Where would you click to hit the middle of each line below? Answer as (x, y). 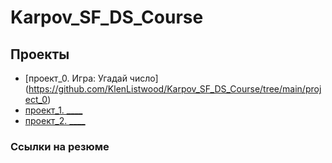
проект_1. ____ (53, 110)
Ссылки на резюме (60, 146)
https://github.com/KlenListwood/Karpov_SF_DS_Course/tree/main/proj (175, 89)
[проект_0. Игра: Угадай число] (91, 78)
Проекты (40, 54)
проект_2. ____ (55, 120)
